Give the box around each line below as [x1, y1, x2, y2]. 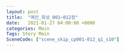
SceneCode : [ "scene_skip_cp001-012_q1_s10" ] [6, 36, 120, 42]
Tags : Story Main [6, 31, 50, 37]
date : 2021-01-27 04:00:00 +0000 [6, 20, 96, 26]
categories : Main [6, 25, 50, 32]
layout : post [6, 8, 39, 15]
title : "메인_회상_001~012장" [6, 14, 78, 20]
